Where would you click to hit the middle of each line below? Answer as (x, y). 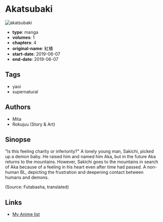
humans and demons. (27, 177)
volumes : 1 (23, 37)
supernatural (25, 91)
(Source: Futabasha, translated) (37, 187)
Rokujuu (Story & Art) (34, 124)
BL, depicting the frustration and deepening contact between (82, 172)
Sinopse (18, 139)
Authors (18, 107)
